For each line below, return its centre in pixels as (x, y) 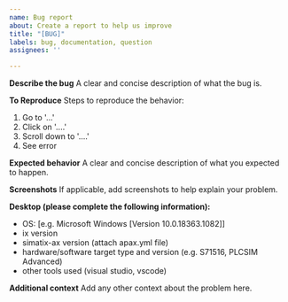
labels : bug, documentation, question (81, 42)
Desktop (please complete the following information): (110, 207)
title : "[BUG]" (37, 34)
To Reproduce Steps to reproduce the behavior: (97, 101)
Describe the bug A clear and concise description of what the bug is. (136, 83)
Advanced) (42, 261)
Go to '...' (38, 118)
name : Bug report (41, 17)
